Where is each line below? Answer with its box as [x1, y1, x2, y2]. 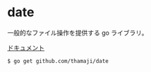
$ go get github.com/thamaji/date [7, 57, 109, 64]
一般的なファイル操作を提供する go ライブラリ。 [7, 28, 148, 37]
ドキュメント [7, 43, 44, 52]
